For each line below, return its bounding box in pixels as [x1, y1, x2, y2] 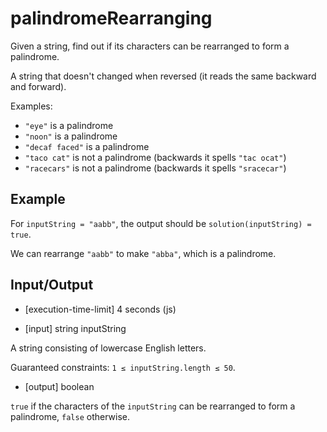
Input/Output [10, 277, 94, 294]
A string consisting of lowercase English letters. [10, 342, 207, 354]
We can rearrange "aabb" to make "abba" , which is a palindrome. [10, 247, 277, 259]
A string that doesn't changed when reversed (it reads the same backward [10, 70, 317, 82]
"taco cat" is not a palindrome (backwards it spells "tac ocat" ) [24, 151, 287, 163]
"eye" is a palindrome [24, 119, 114, 131]
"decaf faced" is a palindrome [24, 140, 150, 152]
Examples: [10, 100, 53, 112]
